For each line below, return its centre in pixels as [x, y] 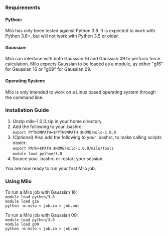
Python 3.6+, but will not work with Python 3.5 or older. [62, 36]
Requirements [23, 8]
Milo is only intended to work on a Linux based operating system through [81, 92]
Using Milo [19, 181]
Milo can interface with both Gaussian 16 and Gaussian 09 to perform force [83, 59]
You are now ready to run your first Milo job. [51, 168]
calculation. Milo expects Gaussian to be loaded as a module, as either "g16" [84, 64]
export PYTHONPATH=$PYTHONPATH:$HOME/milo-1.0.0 [64, 132]
